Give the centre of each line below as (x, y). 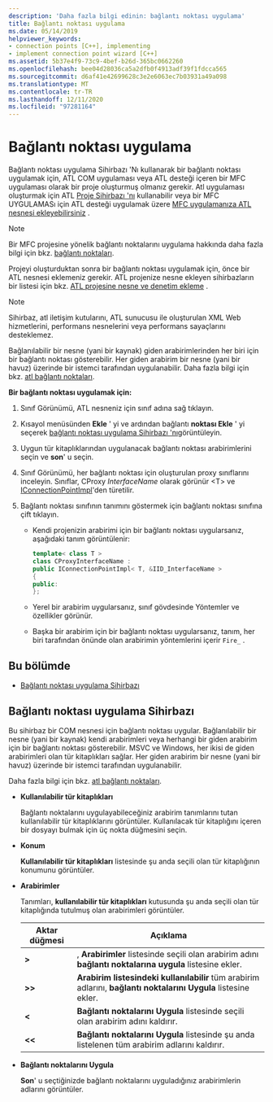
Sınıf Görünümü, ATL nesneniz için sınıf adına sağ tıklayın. (117, 409)
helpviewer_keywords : (45, 39)
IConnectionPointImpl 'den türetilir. (77, 490)
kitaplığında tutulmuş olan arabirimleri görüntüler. (102, 910)
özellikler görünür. (63, 616)
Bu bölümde (39, 665)
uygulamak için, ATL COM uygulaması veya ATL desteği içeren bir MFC (127, 178)
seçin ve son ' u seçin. (57, 457)
